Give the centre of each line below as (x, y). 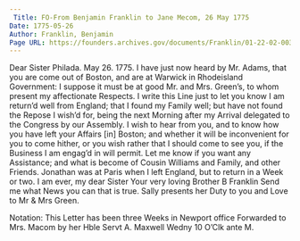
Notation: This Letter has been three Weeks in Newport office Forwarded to (148, 218)
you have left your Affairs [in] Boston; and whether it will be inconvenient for (150, 134)
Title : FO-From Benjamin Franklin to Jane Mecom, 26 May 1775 (131, 17)
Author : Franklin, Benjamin (62, 34)
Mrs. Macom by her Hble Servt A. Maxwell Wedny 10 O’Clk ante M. (132, 228)
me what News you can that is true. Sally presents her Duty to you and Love (149, 191)
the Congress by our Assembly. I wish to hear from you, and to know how (144, 125)
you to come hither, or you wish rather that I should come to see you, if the (146, 144)
